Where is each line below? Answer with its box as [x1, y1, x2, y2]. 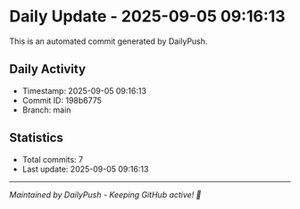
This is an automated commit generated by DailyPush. [9, 36, 208, 46]
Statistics [9, 130, 64, 146]
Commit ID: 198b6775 [21, 95, 103, 105]
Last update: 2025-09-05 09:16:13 [21, 163, 149, 174]
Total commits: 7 [21, 154, 84, 164]
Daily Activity [9, 62, 87, 77]
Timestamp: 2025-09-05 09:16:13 [21, 85, 147, 96]
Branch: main [21, 104, 71, 115]
